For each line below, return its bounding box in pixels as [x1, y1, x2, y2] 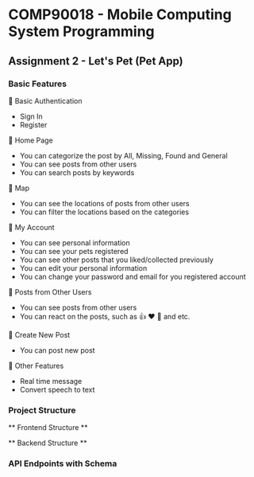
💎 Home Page [8, 135, 53, 145]
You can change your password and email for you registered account [19, 272, 246, 281]
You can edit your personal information [19, 263, 148, 272]
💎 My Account [8, 222, 55, 232]
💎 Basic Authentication [8, 96, 83, 105]
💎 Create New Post [8, 330, 71, 339]
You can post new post [19, 345, 95, 355]
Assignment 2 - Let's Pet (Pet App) [8, 54, 184, 68]
